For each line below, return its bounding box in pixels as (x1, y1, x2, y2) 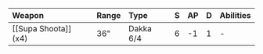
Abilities (219, 10, 251, 20)
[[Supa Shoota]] (12, 23, 72, 34)
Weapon (12, 10, 45, 20)
